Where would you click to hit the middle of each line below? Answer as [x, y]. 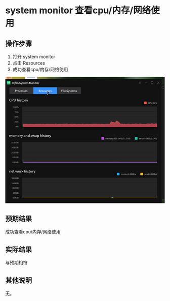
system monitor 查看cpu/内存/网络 [78, 10]
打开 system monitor [34, 57]
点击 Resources [29, 63]
